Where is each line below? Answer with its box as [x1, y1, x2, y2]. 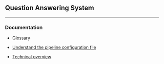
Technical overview [12, 54, 52, 60]
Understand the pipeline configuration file [12, 45, 96, 50]
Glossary [12, 35, 31, 41]
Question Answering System [5, 4, 94, 12]
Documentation [5, 24, 43, 31]
